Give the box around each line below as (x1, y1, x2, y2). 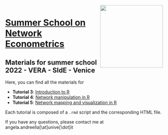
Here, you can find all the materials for (5, 79, 84, 85)
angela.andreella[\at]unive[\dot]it (5, 124, 73, 130)
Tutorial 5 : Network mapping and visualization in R (12, 99, 117, 105)
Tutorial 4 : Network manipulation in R (12, 94, 90, 100)
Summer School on (5, 17, 86, 28)
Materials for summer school (5, 58, 97, 66)
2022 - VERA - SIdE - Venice (5, 66, 95, 74)
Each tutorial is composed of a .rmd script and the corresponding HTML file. (5, 109, 161, 115)
